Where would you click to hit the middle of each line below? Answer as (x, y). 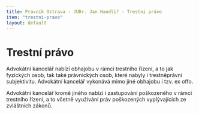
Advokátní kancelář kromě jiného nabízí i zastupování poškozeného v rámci (99, 93)
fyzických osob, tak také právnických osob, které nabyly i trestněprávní (94, 75)
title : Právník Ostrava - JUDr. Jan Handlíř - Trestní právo (84, 12)
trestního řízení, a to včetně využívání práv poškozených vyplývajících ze (96, 100)
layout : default (26, 23)
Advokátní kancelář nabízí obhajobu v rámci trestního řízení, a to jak (90, 69)
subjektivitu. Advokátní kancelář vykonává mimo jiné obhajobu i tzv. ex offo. (100, 82)
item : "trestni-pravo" (34, 17)
